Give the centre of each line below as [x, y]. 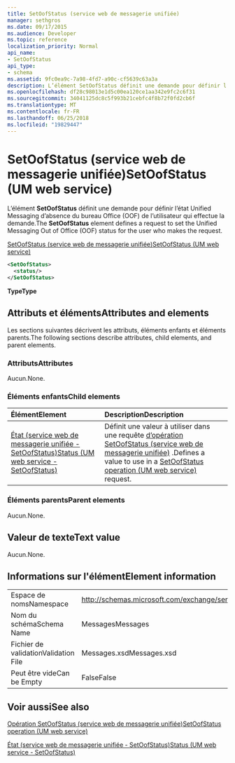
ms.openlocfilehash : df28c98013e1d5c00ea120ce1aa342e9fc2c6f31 [101, 92]
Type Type [22, 291]
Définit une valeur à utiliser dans [157, 426]
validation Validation [43, 653]
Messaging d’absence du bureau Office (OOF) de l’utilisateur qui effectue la [116, 216]
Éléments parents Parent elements [66, 500]
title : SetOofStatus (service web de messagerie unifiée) [93, 14]
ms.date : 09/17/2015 [37, 27]
